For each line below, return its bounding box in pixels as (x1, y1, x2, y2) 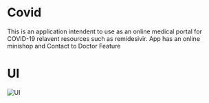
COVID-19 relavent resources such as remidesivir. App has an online (7, 34, 201, 42)
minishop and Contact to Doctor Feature (7, 42, 121, 50)
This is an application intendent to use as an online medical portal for (7, 27, 203, 35)
